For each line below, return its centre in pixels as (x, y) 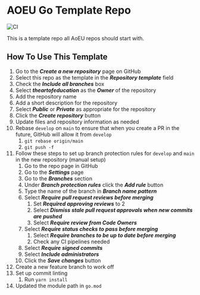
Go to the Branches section (58, 178)
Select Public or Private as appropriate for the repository (85, 109)
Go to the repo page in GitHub (61, 166)
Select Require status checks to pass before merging (91, 229)
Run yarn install (46, 279)
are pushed (48, 216)
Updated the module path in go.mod (58, 286)
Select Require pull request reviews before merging (89, 197)
